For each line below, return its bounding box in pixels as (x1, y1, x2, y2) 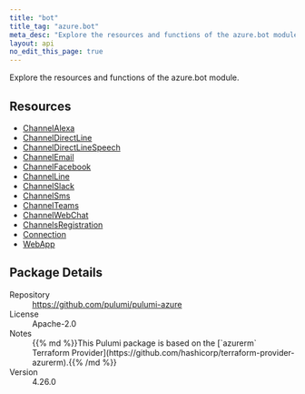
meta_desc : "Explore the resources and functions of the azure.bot (9, 30, 271, 39)
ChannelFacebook (22, 161, 92, 172)
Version (9, 366, 38, 378)
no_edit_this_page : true (9, 47, 103, 56)
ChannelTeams (22, 199, 80, 210)
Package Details (9, 265, 103, 280)
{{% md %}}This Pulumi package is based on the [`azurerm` (32, 338, 257, 349)
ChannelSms (22, 190, 71, 201)
